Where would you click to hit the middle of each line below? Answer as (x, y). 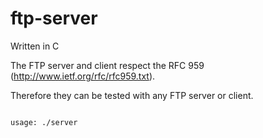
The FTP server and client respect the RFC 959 (107, 65)
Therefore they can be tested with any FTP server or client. (132, 95)
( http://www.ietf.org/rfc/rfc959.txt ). (83, 76)
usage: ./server (44, 122)
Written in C (35, 46)
